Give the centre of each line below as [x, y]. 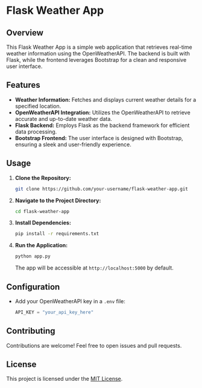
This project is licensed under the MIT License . [65, 379]
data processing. [36, 131]
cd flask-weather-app [42, 211]
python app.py [33, 256]
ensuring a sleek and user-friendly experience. [73, 144]
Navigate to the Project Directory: [58, 200]
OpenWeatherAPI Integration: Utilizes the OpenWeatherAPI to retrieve [103, 112]
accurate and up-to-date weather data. [64, 119]
